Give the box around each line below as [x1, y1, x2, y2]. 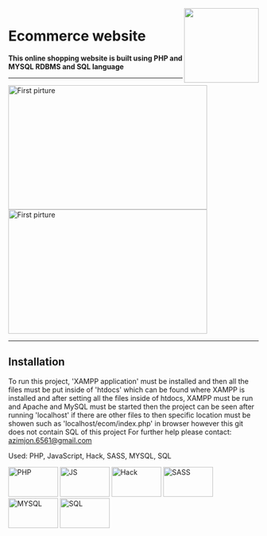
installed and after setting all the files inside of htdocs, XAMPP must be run [8, 393, 253, 402]
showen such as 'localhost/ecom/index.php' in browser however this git [8, 418, 244, 428]
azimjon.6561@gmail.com [8, 435, 93, 445]
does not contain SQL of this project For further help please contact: [8, 427, 232, 437]
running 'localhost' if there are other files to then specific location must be [8, 410, 251, 420]
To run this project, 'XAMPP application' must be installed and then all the [8, 376, 249, 386]
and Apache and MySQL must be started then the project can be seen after [8, 402, 255, 411]
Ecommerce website [8, 27, 146, 45]
